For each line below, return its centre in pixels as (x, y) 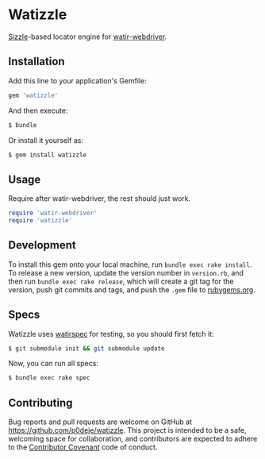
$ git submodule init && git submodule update (86, 348)
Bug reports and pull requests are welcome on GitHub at (100, 422)
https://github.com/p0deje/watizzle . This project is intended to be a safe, (128, 430)
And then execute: (38, 110)
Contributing (40, 403)
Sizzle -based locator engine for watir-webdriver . (88, 37)
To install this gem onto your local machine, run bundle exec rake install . (130, 264)
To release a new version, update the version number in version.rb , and (126, 272)
